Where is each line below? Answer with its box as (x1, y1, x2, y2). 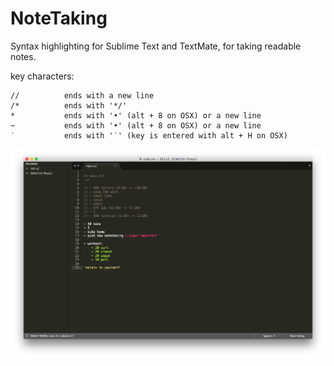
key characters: (10, 70, 75, 82)
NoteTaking (10, 7, 108, 30)
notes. (10, 50, 37, 62)
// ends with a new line (10, 90, 155, 101)
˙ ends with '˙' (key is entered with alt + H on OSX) (10, 130, 288, 141)
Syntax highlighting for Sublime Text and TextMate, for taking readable (10, 40, 302, 52)
